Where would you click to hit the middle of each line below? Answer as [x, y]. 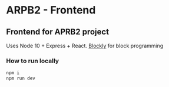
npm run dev [21, 79]
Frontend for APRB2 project [58, 32]
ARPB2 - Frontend [51, 10]
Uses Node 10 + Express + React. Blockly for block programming [85, 46]
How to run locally [33, 61]
